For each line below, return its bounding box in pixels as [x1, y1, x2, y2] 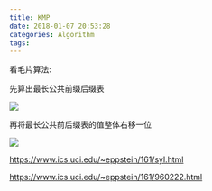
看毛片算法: [9, 64, 52, 75]
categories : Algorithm [9, 30, 95, 39]
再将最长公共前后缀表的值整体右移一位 [9, 119, 152, 131]
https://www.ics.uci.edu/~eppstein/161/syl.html [9, 154, 184, 165]
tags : [9, 38, 30, 48]
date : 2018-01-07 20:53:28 [9, 22, 111, 31]
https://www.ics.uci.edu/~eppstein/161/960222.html [9, 172, 203, 183]
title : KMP [9, 13, 51, 23]
